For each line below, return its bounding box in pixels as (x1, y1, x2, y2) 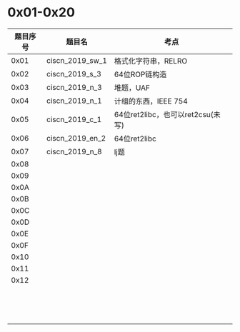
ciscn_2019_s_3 (46, 69, 101, 79)
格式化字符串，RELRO (114, 56, 188, 66)
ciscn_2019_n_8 (46, 146, 102, 156)
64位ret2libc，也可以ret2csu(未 (114, 109, 221, 119)
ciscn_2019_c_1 (46, 114, 102, 124)
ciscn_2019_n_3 (46, 82, 102, 92)
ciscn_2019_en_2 (46, 133, 106, 143)
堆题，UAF (114, 83, 151, 93)
